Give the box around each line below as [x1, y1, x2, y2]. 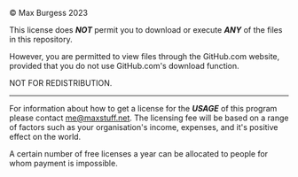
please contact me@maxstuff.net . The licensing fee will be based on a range [9, 112, 289, 123]
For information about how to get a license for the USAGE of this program [9, 104, 278, 113]
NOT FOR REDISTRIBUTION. [9, 78, 113, 88]
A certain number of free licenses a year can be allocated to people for [9, 149, 269, 158]
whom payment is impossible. [9, 158, 118, 168]
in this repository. [9, 35, 73, 44]
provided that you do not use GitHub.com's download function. [9, 61, 239, 71]
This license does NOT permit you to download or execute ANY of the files [9, 25, 283, 35]
